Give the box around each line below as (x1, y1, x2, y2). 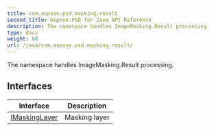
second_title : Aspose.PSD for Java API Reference (7, 16, 152, 23)
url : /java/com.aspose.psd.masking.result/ (7, 42, 134, 49)
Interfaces (7, 80, 53, 93)
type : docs (7, 29, 38, 36)
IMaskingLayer (10, 112, 58, 122)
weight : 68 (7, 36, 38, 43)
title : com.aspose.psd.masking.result (7, 10, 118, 17)
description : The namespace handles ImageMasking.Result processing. (7, 23, 211, 29)
